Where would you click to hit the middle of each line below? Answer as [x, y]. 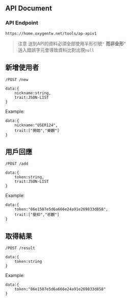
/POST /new [17, 79]
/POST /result [20, 248]
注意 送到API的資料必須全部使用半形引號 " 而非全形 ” [72, 43]
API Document [29, 8]
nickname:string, [33, 93]
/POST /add [17, 164]
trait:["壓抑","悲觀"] [37, 215]
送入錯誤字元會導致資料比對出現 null [56, 50]
